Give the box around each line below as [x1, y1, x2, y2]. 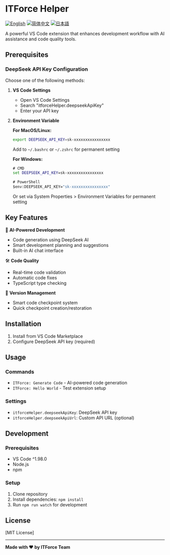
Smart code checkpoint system [12, 300, 78, 306]
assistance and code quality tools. [5, 36, 77, 42]
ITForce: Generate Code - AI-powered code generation [12, 380, 127, 386]
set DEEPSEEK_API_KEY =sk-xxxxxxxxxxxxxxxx [12, 170, 104, 176]
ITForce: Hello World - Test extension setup [12, 385, 106, 391]
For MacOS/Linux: [12, 127, 52, 133]
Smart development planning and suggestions [12, 242, 109, 248]
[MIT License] [5, 530, 34, 536]
